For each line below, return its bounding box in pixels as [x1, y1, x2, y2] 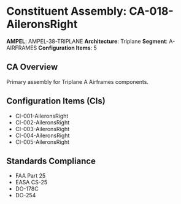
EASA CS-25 [15, 179, 48, 186]
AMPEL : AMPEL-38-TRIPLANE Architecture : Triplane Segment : [6, 37, 168, 45]
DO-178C [15, 185, 39, 192]
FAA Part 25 [15, 172, 46, 179]
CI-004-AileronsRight [15, 132, 70, 139]
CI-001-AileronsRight [15, 112, 69, 119]
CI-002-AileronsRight [15, 118, 70, 126]
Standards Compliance [6, 156, 96, 166]
